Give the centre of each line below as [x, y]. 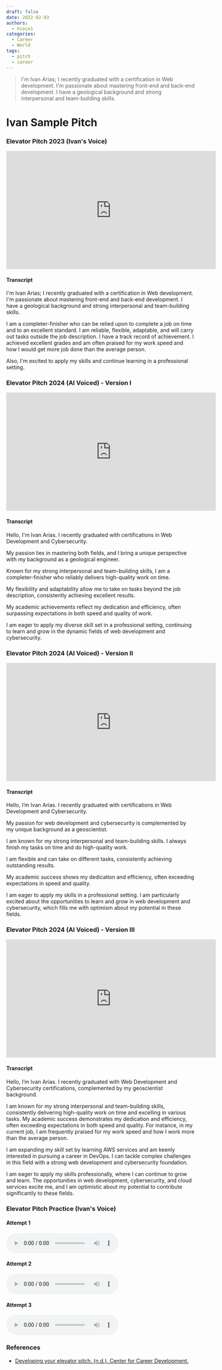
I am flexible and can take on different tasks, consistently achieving [89, 859]
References [23, 1348]
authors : [17, 23]
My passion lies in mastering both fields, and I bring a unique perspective [97, 553]
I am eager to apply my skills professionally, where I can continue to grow [97, 1174]
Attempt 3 [19, 1305]
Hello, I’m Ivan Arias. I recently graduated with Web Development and [92, 1081]
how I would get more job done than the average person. [76, 349]
